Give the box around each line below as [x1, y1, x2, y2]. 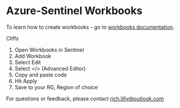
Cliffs [6, 35, 19, 42]
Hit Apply [14, 77, 38, 85]
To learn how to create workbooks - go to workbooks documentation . [6, 23, 175, 31]
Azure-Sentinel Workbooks [6, 4, 143, 18]
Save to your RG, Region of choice [14, 83, 98, 90]
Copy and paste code [14, 71, 67, 78]
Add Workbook [14, 52, 52, 59]
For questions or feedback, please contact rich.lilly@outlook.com [6, 95, 164, 102]
